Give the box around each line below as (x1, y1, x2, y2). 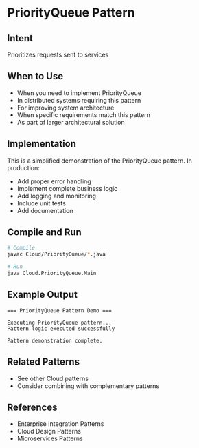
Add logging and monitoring (16, 192, 97, 200)
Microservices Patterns (16, 434, 84, 442)
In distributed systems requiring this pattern (16, 96, 141, 104)
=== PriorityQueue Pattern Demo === (7, 307, 112, 314)
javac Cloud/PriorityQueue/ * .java (7, 251, 106, 258)
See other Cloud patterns (16, 374, 89, 383)
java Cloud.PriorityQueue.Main (7, 270, 97, 277)
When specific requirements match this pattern (16, 110, 151, 119)
